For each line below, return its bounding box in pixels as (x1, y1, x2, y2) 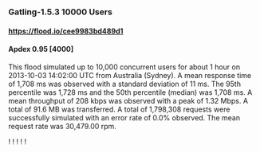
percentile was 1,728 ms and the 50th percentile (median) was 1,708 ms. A (8, 87, 253, 97)
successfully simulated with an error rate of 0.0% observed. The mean (8, 112, 241, 122)
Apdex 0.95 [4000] (8, 45, 74, 54)
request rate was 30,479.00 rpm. (8, 121, 117, 131)
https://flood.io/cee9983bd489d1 (8, 26, 124, 36)
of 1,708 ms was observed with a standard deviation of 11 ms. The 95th (8, 79, 242, 88)
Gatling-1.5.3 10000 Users (8, 6, 113, 18)
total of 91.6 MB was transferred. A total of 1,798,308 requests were (8, 104, 230, 114)
